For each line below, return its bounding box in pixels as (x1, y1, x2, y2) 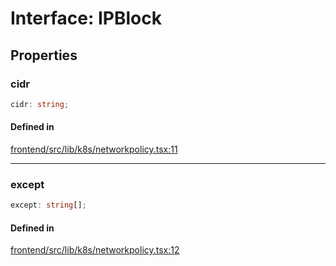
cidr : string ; (10, 99, 70, 109)
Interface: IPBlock (10, 7, 162, 30)
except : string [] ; (10, 200, 87, 211)
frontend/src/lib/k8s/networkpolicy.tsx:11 (10, 143, 178, 155)
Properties (10, 47, 78, 64)
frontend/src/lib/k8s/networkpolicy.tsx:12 (10, 244, 180, 256)
